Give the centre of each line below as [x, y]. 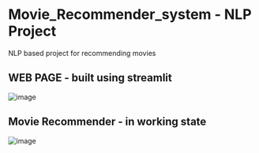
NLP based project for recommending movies [82, 53]
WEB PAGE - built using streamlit [90, 78]
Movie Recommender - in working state [107, 122]
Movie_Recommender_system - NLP [130, 15]
